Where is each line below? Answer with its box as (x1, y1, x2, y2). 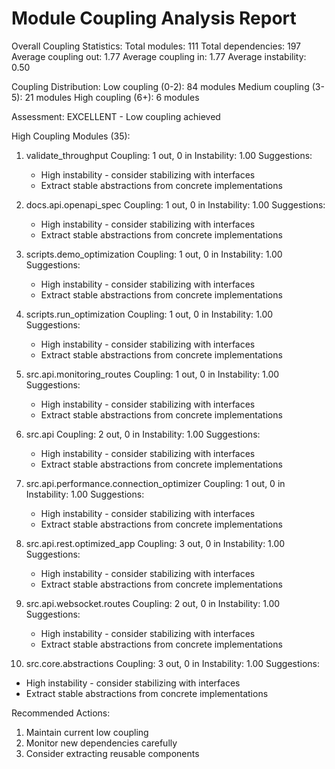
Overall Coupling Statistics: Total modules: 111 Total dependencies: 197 (11, 40, 302, 52)
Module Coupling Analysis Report (11, 7, 297, 30)
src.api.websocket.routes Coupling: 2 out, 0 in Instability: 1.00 (25, 597, 281, 609)
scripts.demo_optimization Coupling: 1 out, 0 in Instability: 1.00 (25, 248, 283, 260)
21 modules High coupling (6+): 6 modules (24, 91, 200, 103)
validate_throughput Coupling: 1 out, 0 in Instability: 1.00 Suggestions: (25, 149, 313, 161)
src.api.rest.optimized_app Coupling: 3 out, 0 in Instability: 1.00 (25, 537, 286, 549)
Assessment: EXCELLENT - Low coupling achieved (11, 110, 221, 122)
